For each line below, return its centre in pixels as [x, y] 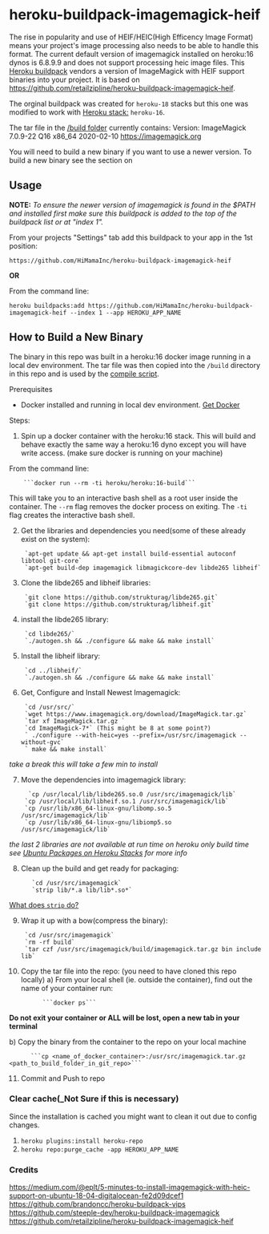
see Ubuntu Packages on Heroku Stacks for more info [98, 852]
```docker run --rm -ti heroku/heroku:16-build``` [110, 483]
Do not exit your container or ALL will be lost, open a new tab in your [124, 1018]
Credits [24, 1170]
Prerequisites [31, 389]
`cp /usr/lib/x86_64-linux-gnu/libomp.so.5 [98, 808]
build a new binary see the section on [71, 160]
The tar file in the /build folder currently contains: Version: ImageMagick [128, 127]
